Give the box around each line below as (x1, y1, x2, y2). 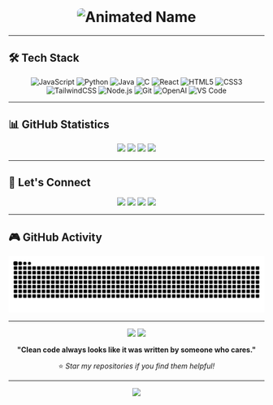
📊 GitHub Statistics (8, 117, 110, 131)
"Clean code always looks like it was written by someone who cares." (17, 345, 256, 355)
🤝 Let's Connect (8, 175, 91, 189)
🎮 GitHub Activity (8, 230, 103, 244)
